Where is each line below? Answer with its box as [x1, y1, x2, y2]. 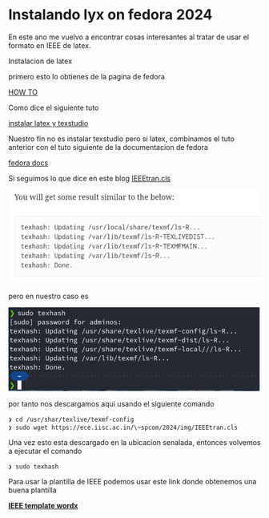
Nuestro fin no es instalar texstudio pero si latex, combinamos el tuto [8, 134, 235, 144]
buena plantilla [8, 485, 57, 495]
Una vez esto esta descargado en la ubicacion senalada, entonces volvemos [8, 437, 261, 447]
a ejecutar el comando [8, 446, 82, 455]
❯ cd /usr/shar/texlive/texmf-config [8, 415, 134, 423]
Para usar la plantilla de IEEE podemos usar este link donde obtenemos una [8, 476, 257, 486]
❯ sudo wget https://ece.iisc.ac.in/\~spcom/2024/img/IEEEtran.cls [8, 423, 239, 431]
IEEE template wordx [8, 500, 78, 510]
